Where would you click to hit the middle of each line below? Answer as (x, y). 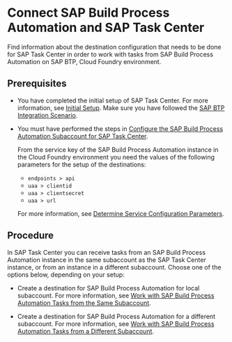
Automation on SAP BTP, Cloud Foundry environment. (84, 61)
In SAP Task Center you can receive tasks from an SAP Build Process (107, 252)
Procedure (31, 236)
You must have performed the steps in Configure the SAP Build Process (120, 129)
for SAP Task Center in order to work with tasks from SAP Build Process (110, 54)
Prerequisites (37, 84)
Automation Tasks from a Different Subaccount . (86, 331)
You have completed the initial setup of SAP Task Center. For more (113, 100)
